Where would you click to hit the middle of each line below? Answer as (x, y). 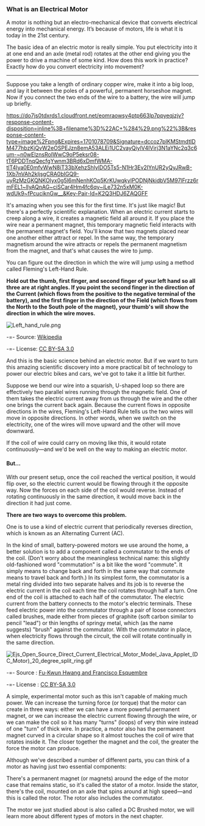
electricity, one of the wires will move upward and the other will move (94, 425)
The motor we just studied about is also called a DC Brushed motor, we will (100, 810)
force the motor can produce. (43, 748)
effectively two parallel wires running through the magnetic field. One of (97, 392)
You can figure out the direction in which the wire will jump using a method (100, 263)
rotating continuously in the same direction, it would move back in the (94, 496)
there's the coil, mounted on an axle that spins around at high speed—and (99, 791)
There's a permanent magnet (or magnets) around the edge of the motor (98, 778)
